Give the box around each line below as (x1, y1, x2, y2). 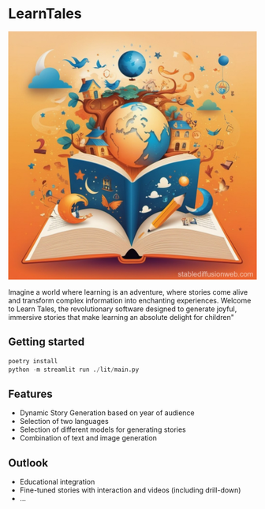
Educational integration (19, 477, 95, 487)
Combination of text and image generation (19, 433, 158, 443)
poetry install (8, 357, 58, 365)
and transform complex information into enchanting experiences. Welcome (8, 295, 252, 305)
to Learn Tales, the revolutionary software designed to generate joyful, (8, 304, 237, 314)
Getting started (8, 336, 85, 349)
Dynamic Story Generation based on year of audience (19, 408, 195, 418)
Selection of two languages (19, 417, 109, 426)
